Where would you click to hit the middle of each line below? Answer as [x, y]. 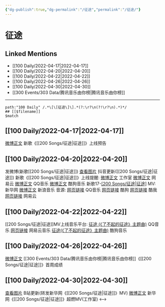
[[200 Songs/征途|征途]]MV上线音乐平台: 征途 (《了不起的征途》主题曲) [76, 224]
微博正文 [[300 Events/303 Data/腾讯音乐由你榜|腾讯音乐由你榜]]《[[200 [78, 258]
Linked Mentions [31, 54]
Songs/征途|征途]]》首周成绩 [34, 265]
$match [12, 116]
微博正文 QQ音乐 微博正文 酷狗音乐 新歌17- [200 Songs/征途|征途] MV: [85, 184]
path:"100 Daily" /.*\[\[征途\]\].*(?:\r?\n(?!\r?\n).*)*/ [66, 107]
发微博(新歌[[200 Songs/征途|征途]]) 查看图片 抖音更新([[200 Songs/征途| [79, 171]
